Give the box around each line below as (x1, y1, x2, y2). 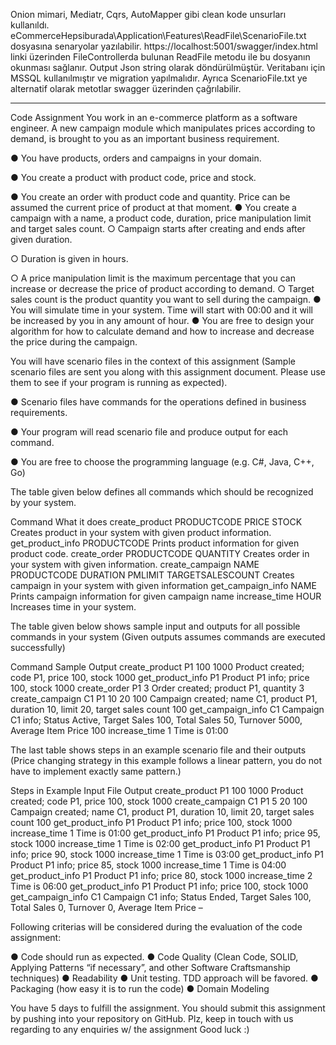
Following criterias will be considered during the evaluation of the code (10, 921, 303, 933)
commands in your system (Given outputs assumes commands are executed (10, 631, 326, 643)
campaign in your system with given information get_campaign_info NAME (10, 580, 317, 591)
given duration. (10, 234, 73, 245)
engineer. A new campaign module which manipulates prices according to (10, 122, 316, 134)
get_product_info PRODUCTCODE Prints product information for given (10, 537, 300, 549)
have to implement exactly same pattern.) (10, 765, 182, 777)
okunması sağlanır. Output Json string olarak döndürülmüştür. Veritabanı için (10, 62, 326, 73)
